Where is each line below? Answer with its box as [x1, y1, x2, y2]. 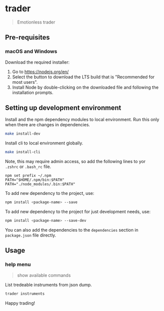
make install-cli [5, 150, 41, 155]
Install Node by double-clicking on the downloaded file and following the [12, 84, 159, 90]
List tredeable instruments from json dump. [5, 282, 92, 287]
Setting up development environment [5, 104, 121, 112]
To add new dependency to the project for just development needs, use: [5, 209, 151, 215]
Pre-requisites [5, 33, 50, 42]
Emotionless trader [17, 19, 55, 25]
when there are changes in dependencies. [5, 122, 91, 128]
